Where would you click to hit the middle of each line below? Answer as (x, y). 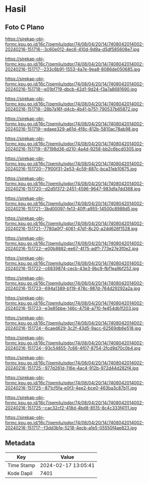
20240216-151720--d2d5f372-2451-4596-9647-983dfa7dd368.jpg (73, 189)
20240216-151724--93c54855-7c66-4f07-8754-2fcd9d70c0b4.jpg (73, 348)
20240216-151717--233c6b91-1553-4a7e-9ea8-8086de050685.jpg (73, 69)
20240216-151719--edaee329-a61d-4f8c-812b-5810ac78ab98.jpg (72, 129)
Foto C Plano (25, 27)
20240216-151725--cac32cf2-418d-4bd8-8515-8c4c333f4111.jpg (71, 408)
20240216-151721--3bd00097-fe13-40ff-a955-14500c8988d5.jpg (71, 209)
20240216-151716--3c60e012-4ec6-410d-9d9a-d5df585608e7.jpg (72, 49)
